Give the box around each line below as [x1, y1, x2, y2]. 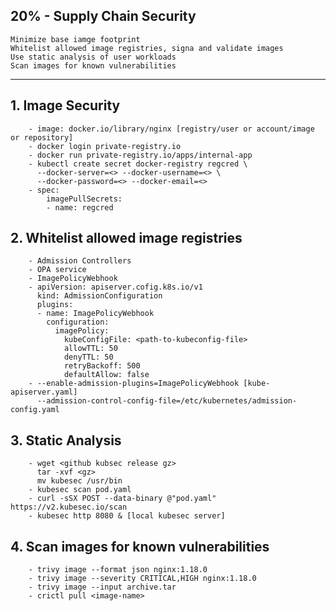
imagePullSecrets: [46, 194, 123, 204]
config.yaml [10, 405, 60, 415]
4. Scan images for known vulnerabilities [10, 538, 270, 555]
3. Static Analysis [10, 432, 122, 449]
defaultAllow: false [63, 370, 150, 380]
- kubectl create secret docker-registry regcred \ [28, 159, 248, 169]
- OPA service [28, 265, 87, 275]
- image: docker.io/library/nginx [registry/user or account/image [28, 124, 315, 134]
